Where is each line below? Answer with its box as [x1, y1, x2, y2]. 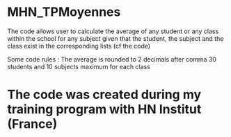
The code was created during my [7, 87, 202, 102]
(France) [7, 116, 58, 132]
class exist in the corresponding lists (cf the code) [7, 42, 151, 50]
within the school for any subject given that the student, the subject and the [7, 34, 224, 42]
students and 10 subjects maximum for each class [7, 62, 151, 71]
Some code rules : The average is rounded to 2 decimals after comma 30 [7, 55, 217, 63]
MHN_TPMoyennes [7, 4, 121, 20]
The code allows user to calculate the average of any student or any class [7, 27, 219, 35]
